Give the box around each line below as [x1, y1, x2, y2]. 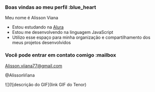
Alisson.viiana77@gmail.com [5, 62, 62, 69]
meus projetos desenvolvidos [12, 40, 71, 46]
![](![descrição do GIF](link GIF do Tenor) [5, 81, 87, 87]
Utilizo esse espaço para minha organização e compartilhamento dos [12, 34, 151, 40]
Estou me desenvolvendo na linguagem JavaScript [12, 30, 113, 35]
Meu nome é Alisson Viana [5, 15, 59, 21]
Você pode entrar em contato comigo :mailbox [5, 52, 116, 59]
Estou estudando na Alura [12, 24, 64, 30]
